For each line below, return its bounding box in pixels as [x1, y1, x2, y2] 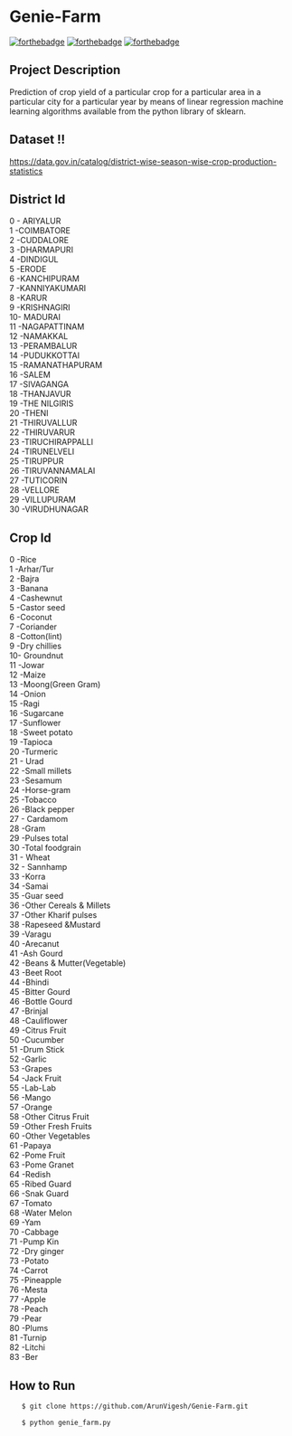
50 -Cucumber [9, 1034, 65, 1045]
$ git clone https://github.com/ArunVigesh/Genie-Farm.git [21, 1402, 249, 1411]
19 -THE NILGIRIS [9, 398, 74, 409]
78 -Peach [9, 1304, 49, 1315]
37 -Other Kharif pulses [9, 910, 98, 921]
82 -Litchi [9, 1342, 45, 1353]
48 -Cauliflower [9, 1016, 68, 1026]
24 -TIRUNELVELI [9, 446, 75, 458]
